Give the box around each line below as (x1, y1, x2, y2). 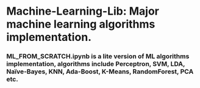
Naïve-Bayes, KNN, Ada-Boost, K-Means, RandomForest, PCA (6, 67, 194, 76)
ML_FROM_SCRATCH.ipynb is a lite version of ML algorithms (6, 52, 190, 61)
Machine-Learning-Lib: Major (6, 4, 160, 18)
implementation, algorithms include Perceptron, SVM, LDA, (6, 60, 185, 68)
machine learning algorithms (6, 17, 155, 31)
